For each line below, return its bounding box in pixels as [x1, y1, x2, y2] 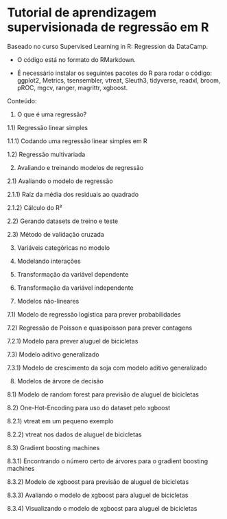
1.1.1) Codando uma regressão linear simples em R [7, 136, 147, 145]
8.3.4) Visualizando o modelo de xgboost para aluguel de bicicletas [7, 504, 198, 512]
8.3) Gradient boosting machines [7, 443, 100, 452]
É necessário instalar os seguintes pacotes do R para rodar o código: [16, 69, 213, 77]
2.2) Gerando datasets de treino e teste [7, 217, 119, 225]
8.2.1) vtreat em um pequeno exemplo [7, 416, 115, 425]
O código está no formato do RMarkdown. [16, 55, 136, 63]
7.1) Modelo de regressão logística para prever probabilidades [7, 310, 181, 318]
